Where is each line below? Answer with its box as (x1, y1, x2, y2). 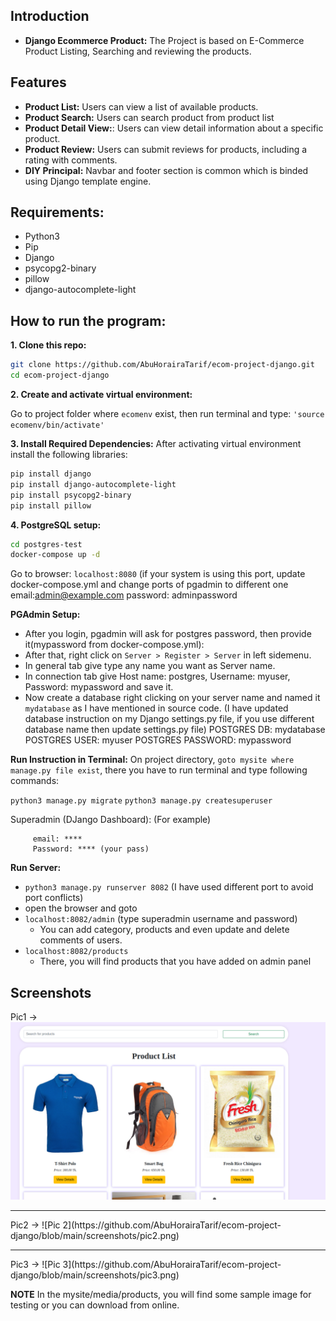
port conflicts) (24, 892, 84, 904)
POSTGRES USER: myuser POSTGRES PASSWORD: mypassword (24, 734, 292, 746)
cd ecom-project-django (10, 370, 110, 381)
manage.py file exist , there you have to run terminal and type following (10, 764, 308, 776)
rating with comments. (24, 154, 118, 166)
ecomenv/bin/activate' (10, 420, 105, 430)
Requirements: (10, 204, 105, 221)
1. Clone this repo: (10, 339, 87, 351)
